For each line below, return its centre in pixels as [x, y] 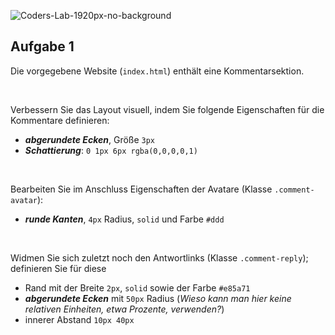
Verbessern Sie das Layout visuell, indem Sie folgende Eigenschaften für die [167, 109]
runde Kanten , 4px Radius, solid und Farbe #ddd [124, 219]
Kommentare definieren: [60, 120]
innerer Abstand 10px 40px [79, 319]
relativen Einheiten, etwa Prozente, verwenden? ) [124, 309]
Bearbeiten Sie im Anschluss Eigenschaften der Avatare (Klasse [141, 189]
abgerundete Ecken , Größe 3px [90, 139]
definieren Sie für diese [58, 268]
